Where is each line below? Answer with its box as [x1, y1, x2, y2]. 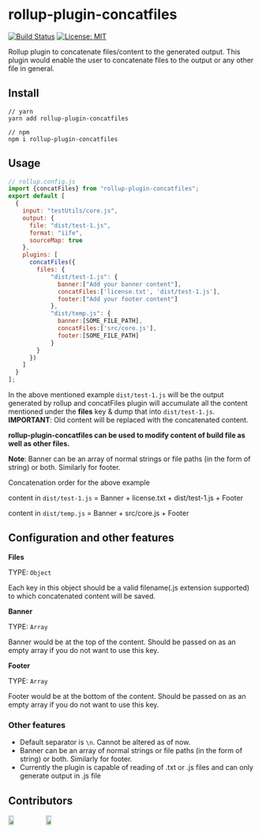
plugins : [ [22, 251, 58, 259]
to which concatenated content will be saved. [8, 591, 156, 601]
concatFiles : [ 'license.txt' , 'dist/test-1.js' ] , [58, 287, 221, 295]
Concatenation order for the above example [8, 478, 150, 487]
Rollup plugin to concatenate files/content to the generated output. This [8, 47, 241, 56]
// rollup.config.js [8, 178, 77, 186]
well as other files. [8, 439, 70, 448]
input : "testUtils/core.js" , [22, 207, 118, 215]
